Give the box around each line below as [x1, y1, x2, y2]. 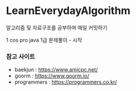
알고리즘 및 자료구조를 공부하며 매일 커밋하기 [6, 24, 108, 31]
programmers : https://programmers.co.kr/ [14, 79, 117, 86]
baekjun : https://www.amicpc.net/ [14, 66, 98, 73]
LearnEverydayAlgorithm [6, 4, 131, 17]
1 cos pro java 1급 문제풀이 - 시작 [6, 36, 83, 43]
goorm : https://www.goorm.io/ [14, 72, 89, 79]
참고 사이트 [6, 52, 36, 61]
